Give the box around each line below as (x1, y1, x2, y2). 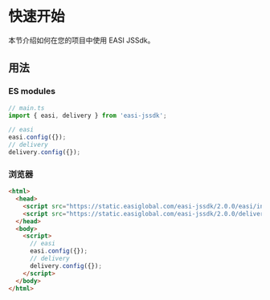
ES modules (8, 86, 56, 97)
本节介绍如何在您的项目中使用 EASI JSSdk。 (8, 35, 155, 45)
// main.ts (8, 103, 45, 112)
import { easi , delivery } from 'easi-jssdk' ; (8, 111, 167, 120)
